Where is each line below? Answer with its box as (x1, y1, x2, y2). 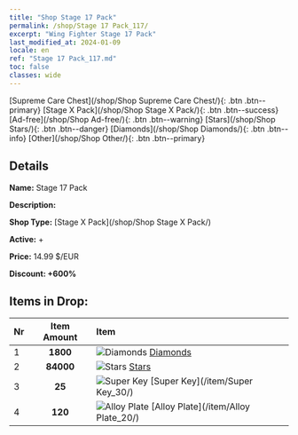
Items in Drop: (9, 294, 89, 309)
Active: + (9, 233, 44, 244)
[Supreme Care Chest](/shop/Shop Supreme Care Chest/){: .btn (9, 95, 243, 106)
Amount (43, 331, 78, 344)
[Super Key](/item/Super (150, 375, 254, 387)
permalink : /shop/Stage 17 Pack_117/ (9, 21, 149, 30)
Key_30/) (96, 386, 134, 399)
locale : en (9, 46, 50, 55)
